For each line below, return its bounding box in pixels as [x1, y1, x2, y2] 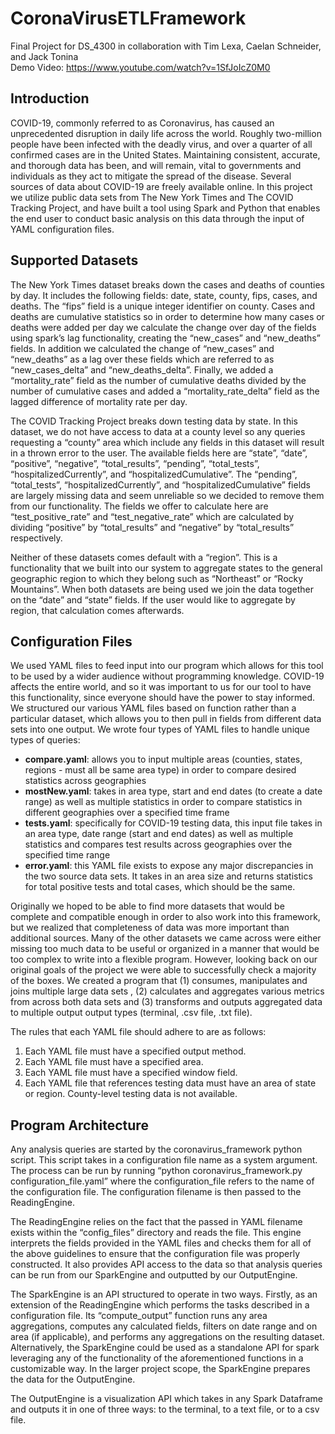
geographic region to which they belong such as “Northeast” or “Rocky [10, 572, 304, 584]
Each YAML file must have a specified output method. [24, 1045, 247, 1057]
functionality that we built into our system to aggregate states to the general [10, 562, 323, 574]
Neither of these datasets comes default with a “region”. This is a [10, 551, 278, 563]
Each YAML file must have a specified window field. [24, 1067, 238, 1079]
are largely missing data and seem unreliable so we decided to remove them [10, 489, 325, 501]
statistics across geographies [24, 775, 147, 787]
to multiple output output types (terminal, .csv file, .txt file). [10, 1007, 253, 1019]
